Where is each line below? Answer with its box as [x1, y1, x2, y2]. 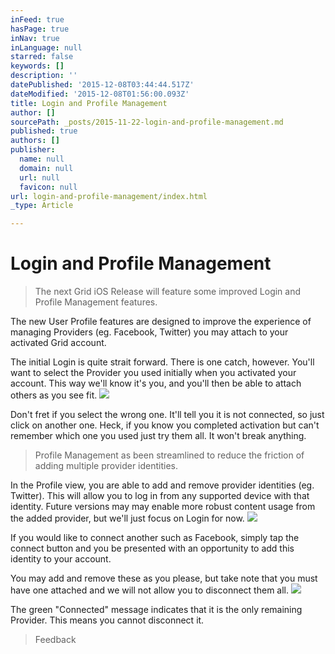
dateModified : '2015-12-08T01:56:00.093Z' [10, 89, 190, 99]
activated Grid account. [10, 337, 107, 349]
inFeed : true [10, 14, 65, 25]
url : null [19, 172, 60, 183]
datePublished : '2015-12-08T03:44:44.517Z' [10, 80, 195, 90]
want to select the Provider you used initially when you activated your [10, 367, 297, 379]
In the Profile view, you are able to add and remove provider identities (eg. [10, 479, 315, 491]
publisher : [10, 145, 56, 155]
